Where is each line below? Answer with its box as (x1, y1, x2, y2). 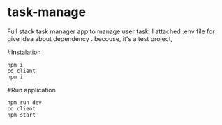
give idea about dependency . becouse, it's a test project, (7, 34, 173, 42)
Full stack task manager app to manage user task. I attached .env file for (7, 27, 215, 35)
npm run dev (7, 99, 42, 106)
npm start (7, 111, 36, 118)
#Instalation (7, 48, 41, 56)
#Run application (7, 85, 56, 94)
